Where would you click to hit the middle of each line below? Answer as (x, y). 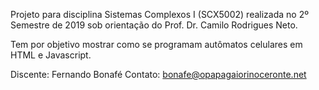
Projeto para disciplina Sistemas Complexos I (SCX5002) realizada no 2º (159, 14)
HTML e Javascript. (51, 55)
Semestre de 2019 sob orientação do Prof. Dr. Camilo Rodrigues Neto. (154, 25)
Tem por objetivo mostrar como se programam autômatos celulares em (156, 44)
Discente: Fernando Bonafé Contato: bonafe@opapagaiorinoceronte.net (158, 74)
